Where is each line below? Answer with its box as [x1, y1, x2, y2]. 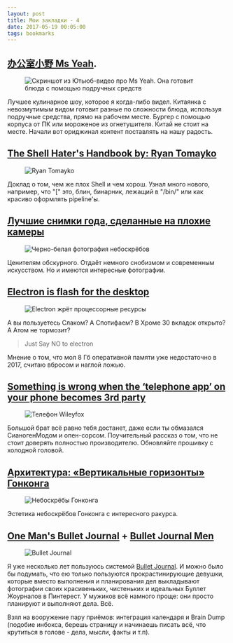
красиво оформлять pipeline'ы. [7, 194, 100, 203]
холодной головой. [7, 446, 64, 454]
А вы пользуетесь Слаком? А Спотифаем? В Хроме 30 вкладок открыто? [7, 318, 226, 327]
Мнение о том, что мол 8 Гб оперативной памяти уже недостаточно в [7, 353, 217, 361]
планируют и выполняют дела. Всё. [7, 599, 114, 607]
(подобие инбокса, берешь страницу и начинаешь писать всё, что [7, 620, 206, 628]
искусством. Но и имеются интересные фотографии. [7, 266, 166, 274]
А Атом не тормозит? [7, 325, 71, 334]
